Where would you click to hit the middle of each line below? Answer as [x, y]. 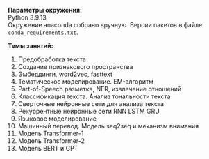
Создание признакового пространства [75, 67]
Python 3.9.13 [27, 17]
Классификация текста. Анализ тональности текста [94, 96]
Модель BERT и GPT [48, 148]
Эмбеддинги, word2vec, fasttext [65, 74]
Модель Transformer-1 [51, 133]
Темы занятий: [31, 46]
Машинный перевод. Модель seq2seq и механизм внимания [108, 126]
